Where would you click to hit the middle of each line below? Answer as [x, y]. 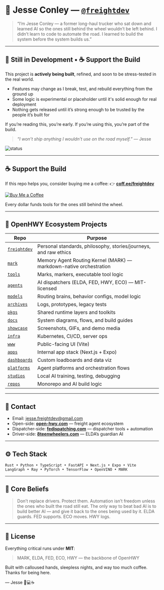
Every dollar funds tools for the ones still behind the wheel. [64, 204]
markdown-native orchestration [74, 266]
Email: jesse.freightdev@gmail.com [47, 419]
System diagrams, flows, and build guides [85, 320]
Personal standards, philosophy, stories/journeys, [94, 246]
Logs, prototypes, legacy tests [72, 305]
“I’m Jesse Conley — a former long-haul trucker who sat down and [84, 24]
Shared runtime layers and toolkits [76, 312]
